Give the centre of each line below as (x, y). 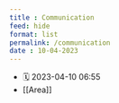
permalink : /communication (60, 43)
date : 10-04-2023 (44, 51)
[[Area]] (37, 90)
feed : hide (30, 26)
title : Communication (52, 17)
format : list (34, 34)
